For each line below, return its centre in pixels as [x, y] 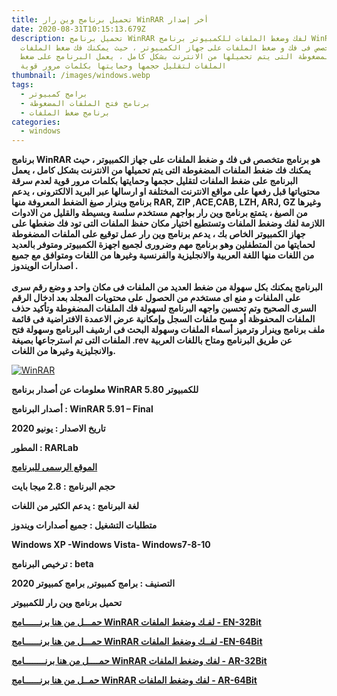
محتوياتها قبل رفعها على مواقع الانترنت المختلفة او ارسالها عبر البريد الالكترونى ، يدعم [166, 192]
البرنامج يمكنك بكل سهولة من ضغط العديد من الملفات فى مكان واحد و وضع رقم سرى [167, 287]
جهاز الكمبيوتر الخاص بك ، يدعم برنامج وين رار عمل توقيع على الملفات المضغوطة [158, 234]
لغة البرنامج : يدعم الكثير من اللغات [75, 506]
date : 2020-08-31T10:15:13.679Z [78, 29]
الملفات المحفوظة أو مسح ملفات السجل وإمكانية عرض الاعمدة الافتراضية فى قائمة [163, 319]
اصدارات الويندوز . [45, 266]
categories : [36, 122]
